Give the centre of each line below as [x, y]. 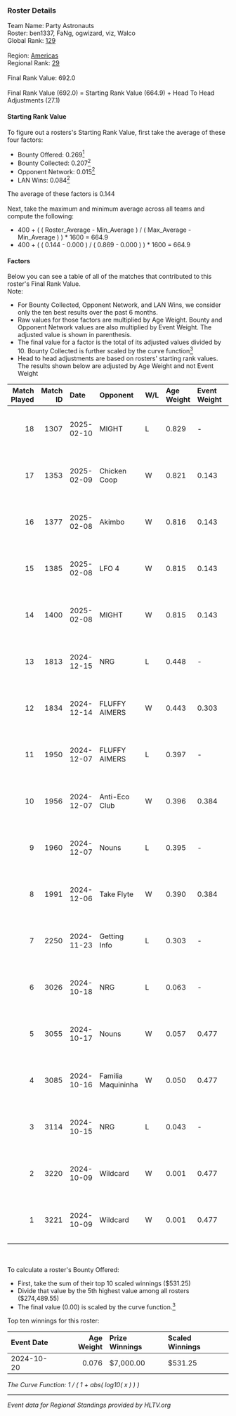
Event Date [29, 1342]
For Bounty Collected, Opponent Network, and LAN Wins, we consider [119, 305]
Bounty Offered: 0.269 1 [51, 154]
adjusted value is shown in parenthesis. [74, 335]
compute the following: [40, 216]
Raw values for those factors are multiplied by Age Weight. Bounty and [120, 320]
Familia [111, 1075]
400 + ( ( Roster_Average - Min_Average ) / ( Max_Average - [104, 230]
